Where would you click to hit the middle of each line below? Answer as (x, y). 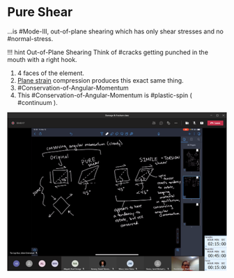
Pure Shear (40, 12)
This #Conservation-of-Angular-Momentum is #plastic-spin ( (105, 95)
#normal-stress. (30, 38)
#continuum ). (37, 102)
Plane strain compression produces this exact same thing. (100, 80)
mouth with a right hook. (42, 59)
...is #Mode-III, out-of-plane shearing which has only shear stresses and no (116, 31)
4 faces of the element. (51, 73)
